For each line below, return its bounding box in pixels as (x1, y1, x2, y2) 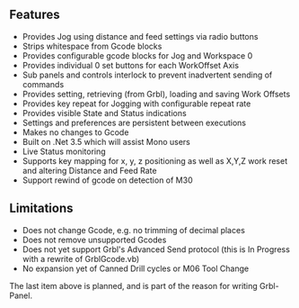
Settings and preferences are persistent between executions (22, 117, 247, 128)
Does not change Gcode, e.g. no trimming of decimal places (22, 224, 245, 235)
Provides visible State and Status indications (22, 107, 187, 118)
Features (9, 7, 60, 23)
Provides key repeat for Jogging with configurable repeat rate (22, 98, 251, 109)
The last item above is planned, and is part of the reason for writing (9, 280, 258, 291)
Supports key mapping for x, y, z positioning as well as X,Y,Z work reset (22, 155, 288, 166)
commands (22, 78, 65, 89)
